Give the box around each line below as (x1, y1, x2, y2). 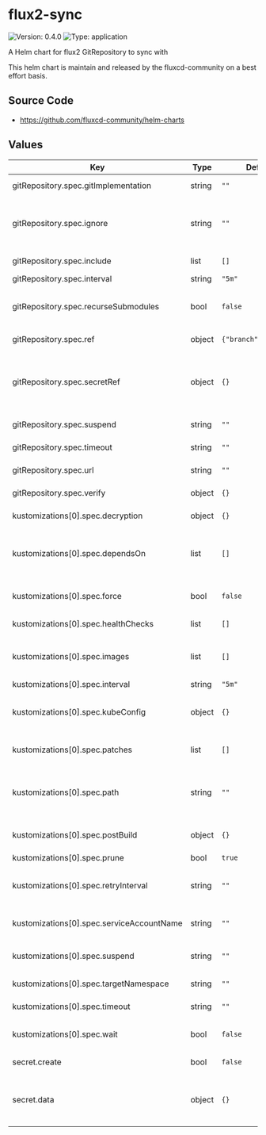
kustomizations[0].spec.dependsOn (12, 547, 146, 558)
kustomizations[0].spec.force (12, 590, 123, 601)
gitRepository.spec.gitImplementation (12, 180, 152, 191)
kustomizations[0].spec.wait (12, 1029, 119, 1040)
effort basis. (8, 71, 47, 80)
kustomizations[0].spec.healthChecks (12, 618, 154, 629)
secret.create (12, 1056, 62, 1068)
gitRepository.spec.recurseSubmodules (12, 301, 160, 312)
